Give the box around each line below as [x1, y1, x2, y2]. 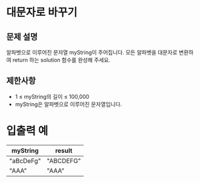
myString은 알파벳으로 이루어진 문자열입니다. [15, 101, 122, 108]
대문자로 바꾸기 [6, 5, 78, 19]
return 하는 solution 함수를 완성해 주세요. [12, 56, 111, 64]
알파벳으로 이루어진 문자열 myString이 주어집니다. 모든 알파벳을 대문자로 [6, 49, 178, 56]
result [55, 146, 73, 155]
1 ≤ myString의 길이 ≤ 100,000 [15, 93, 90, 100]
